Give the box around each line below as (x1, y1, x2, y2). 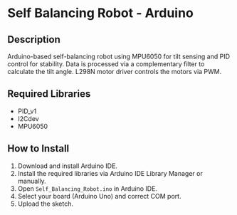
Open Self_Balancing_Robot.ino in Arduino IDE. (17, 184, 158, 193)
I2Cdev (17, 114, 39, 122)
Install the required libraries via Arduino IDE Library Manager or (17, 169, 203, 177)
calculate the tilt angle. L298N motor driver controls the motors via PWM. (7, 68, 222, 75)
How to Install (7, 142, 70, 154)
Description (7, 33, 60, 46)
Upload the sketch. (17, 199, 73, 208)
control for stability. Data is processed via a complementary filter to (7, 60, 205, 68)
